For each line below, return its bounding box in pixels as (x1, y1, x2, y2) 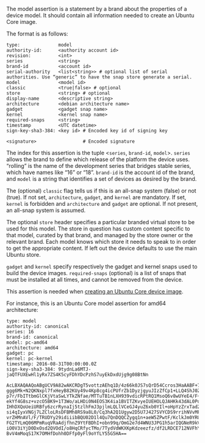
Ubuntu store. (6, 251, 41, 258)
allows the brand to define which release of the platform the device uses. (6, 156, 190, 163)
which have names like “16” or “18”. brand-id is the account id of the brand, (6, 168, 195, 176)
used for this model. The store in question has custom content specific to (6, 225, 190, 232)
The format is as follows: (6, 30, 68, 37)
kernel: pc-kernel (6, 355, 53, 362)
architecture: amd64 (6, 345, 59, 351)
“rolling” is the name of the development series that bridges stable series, (6, 162, 192, 169)
